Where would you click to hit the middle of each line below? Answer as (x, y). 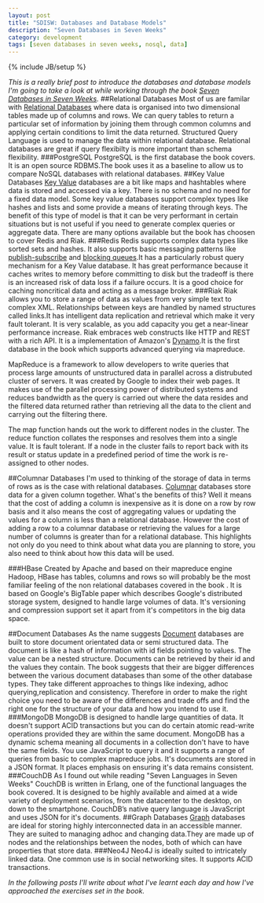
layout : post (29, 15)
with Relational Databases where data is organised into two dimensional (124, 108)
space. (19, 619)
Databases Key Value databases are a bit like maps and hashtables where (127, 182)
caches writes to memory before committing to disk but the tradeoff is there (131, 274)
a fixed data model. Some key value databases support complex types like (128, 199)
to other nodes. (64, 463)
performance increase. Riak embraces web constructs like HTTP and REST (129, 333)
